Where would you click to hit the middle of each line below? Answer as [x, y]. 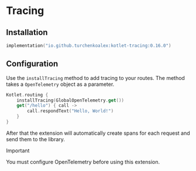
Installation [27, 32]
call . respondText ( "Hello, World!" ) [71, 111]
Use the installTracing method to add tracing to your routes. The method [96, 78]
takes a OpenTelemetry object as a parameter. [60, 84]
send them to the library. [36, 139]
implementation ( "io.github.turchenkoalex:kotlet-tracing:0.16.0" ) [89, 46]
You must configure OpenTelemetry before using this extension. [83, 162]
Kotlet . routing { [27, 95]
